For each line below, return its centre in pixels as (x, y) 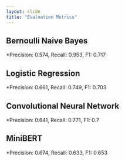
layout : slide (23, 11)
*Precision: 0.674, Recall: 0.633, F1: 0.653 (57, 153)
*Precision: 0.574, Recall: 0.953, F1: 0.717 (56, 55)
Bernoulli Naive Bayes (47, 41)
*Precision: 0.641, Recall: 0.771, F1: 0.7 (53, 120)
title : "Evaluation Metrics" (42, 17)
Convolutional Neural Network (63, 106)
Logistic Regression (43, 73)
